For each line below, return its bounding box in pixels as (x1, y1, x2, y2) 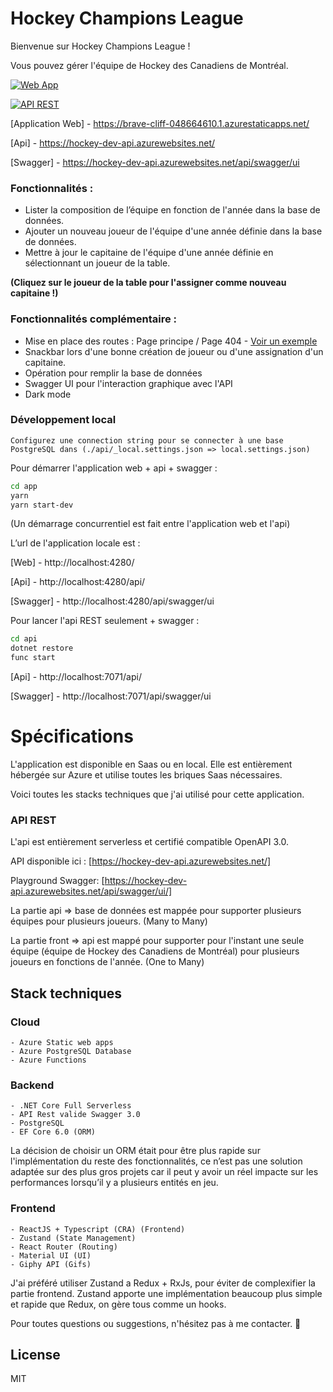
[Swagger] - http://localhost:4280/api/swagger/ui (10, 595, 215, 607)
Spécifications (10, 725, 134, 748)
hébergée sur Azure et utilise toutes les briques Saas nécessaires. (10, 769, 283, 781)
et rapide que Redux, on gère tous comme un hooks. (10, 1298, 227, 1310)
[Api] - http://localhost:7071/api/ (10, 671, 142, 683)
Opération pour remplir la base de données (24, 367, 203, 379)
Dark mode (24, 388, 72, 400)
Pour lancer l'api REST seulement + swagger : (10, 615, 200, 627)
